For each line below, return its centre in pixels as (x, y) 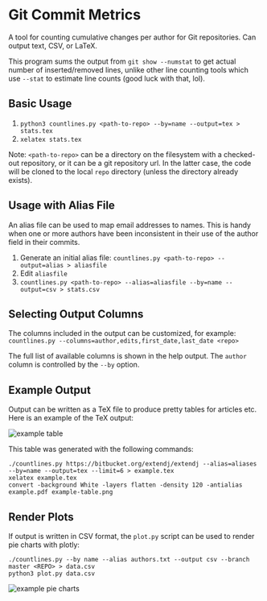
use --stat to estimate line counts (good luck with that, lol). (107, 78)
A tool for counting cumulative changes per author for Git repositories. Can (132, 37)
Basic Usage (40, 104)
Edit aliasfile (44, 273)
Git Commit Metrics (75, 15)
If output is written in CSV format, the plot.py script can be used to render (131, 536)
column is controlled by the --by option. (74, 365)
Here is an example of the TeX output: (71, 418)
